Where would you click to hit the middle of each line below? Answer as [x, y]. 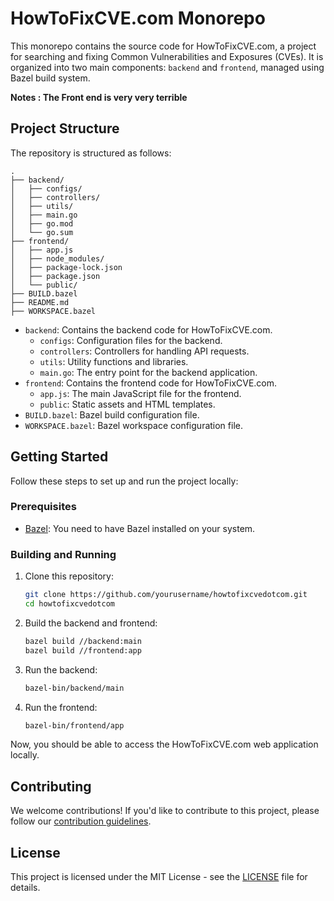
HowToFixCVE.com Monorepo [138, 18]
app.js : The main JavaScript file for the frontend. [140, 393]
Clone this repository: [69, 576]
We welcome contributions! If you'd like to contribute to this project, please [165, 811]
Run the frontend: [61, 707]
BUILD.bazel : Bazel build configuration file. [112, 414]
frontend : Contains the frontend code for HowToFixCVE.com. [151, 383]
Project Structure [65, 128]
